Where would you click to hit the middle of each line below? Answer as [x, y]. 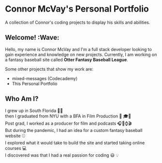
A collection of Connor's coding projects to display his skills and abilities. [78, 22]
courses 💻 [16, 148]
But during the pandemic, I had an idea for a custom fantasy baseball [74, 130]
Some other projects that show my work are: [49, 69]
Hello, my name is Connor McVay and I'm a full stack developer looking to [79, 49]
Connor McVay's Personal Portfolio [77, 9]
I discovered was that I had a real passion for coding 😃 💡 [62, 155]
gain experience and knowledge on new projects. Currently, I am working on [81, 54]
